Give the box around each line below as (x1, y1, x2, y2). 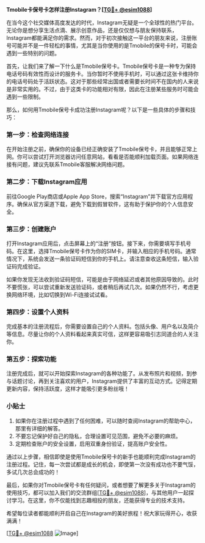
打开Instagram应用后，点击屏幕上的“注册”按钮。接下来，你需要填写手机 (6, 240, 186, 247)
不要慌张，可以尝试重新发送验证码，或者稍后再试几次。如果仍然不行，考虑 (6, 283, 193, 290)
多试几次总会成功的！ (6, 468, 60, 476)
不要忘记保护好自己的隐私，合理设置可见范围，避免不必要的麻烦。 (15, 432, 181, 440)
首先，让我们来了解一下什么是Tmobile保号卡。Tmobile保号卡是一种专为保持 (6, 62, 196, 70)
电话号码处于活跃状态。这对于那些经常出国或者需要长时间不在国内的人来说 (11, 78, 199, 85)
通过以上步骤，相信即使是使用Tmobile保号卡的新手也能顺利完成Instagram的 (6, 452, 196, 460)
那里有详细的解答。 (15, 424, 64, 432)
